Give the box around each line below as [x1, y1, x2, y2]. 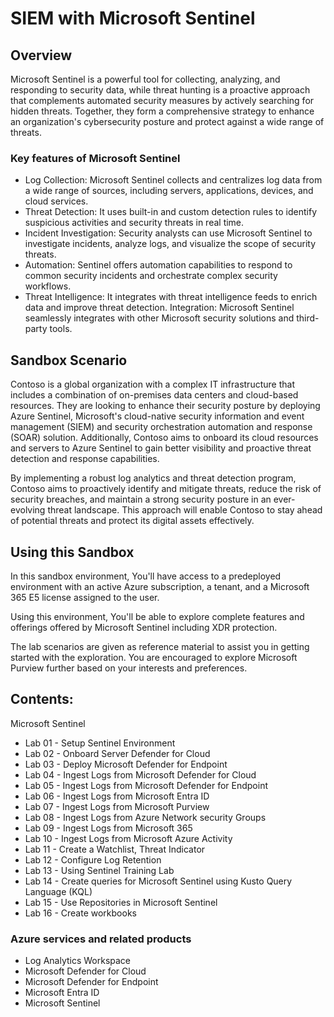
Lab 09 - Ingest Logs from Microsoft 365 [24, 822, 193, 834]
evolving [10, 504, 46, 516]
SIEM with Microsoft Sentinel [10, 7, 256, 30]
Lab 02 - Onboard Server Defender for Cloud [24, 747, 211, 759]
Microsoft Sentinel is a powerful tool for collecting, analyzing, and [10, 73, 281, 85]
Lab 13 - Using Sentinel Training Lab [24, 864, 175, 876]
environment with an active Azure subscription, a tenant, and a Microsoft [10, 580, 310, 592]
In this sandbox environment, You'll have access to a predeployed [10, 570, 282, 582]
